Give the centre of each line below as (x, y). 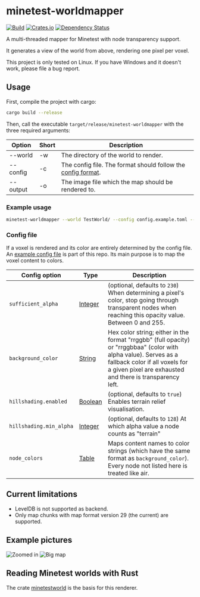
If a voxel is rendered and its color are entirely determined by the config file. (99, 248)
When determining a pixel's (146, 293)
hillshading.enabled (38, 402)
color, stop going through (143, 301)
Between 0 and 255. (137, 323)
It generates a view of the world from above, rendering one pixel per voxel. (98, 50)
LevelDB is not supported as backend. (61, 509)
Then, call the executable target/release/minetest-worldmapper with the (95, 124)
